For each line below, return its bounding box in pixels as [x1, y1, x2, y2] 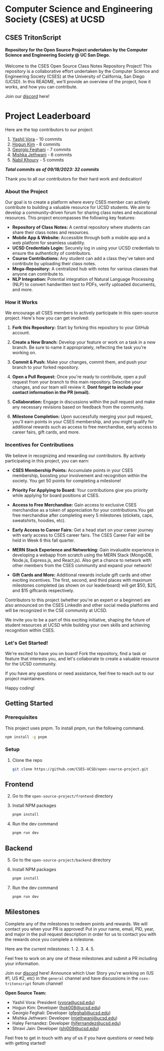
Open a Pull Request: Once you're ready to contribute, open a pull [12, 374, 146, 380]
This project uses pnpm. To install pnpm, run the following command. [5, 725, 145, 731]
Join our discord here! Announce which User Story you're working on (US [5, 970, 154, 976]
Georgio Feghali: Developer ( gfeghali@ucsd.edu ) [12, 1009, 111, 1016]
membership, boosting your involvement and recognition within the [12, 472, 148, 478]
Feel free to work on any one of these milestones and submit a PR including [5, 955, 158, 961]
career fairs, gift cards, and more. [12, 429, 80, 435]
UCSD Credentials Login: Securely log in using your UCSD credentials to [12, 245, 160, 251]
